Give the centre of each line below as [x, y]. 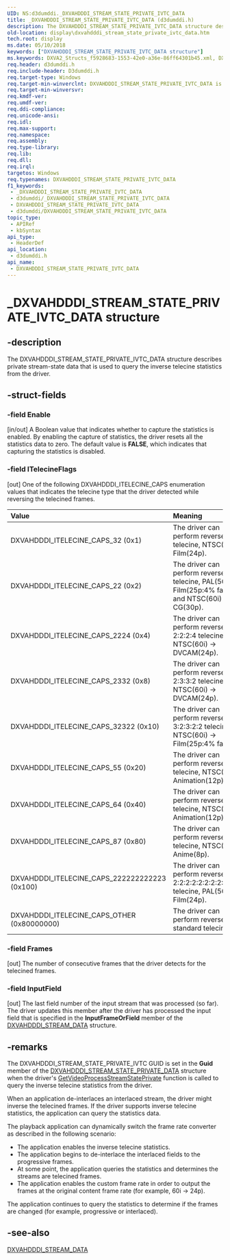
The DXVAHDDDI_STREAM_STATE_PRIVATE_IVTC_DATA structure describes [115, 359]
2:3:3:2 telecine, [199, 681]
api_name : [21, 262]
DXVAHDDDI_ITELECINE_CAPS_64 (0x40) [78, 804]
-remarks [27, 1047]
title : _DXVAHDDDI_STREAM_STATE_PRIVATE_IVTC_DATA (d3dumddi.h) [101, 20]
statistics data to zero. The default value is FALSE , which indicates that [107, 444]
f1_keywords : [26, 186]
